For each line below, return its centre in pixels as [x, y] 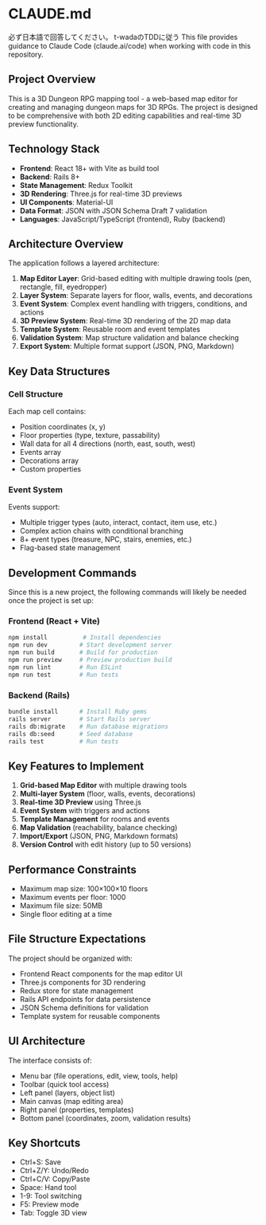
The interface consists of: [50, 1060]
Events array [40, 452]
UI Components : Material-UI [66, 202]
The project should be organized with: [70, 958]
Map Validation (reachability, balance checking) [98, 828]
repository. [26, 54]
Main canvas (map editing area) [71, 1101]
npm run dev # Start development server [90, 645]
